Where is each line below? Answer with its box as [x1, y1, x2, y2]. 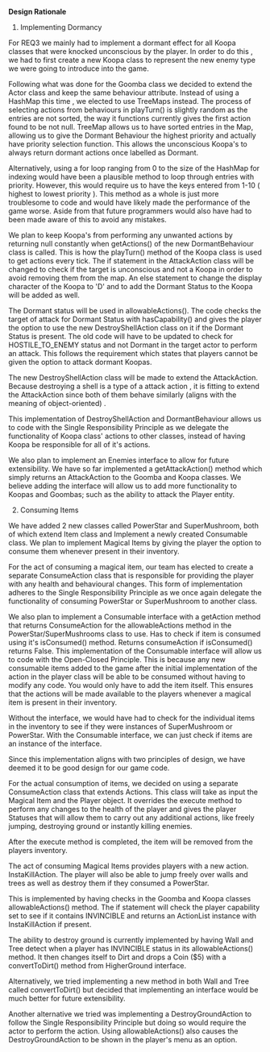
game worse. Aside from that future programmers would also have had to [8, 206, 252, 216]
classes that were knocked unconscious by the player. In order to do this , [8, 47, 254, 56]
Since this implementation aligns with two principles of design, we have [8, 755, 246, 764]
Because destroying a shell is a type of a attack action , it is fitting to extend [8, 382, 260, 391]
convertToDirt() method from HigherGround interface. [8, 961, 187, 970]
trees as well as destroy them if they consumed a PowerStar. [8, 878, 210, 888]
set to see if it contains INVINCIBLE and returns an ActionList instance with [8, 911, 256, 921]
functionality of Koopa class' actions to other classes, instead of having [8, 431, 246, 441]
